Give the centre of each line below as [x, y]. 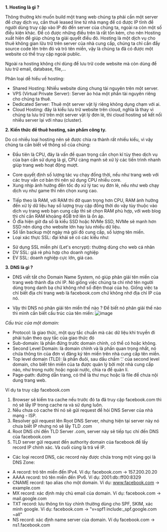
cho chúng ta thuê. [32, 99]
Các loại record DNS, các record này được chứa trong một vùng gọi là [84, 457]
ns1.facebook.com [31, 525]
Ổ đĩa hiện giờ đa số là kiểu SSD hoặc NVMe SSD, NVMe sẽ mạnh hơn [84, 221]
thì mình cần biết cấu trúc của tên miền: [53, 313]
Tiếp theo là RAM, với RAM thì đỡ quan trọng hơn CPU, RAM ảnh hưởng [85, 200]
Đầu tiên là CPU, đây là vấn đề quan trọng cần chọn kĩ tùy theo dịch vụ [85, 154]
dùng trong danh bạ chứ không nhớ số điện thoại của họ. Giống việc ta [85, 287]
